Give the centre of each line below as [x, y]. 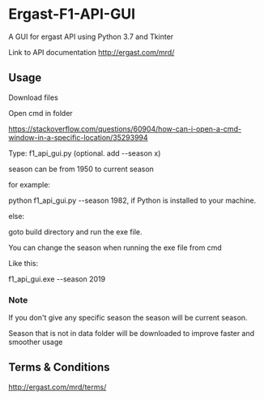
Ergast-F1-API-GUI [72, 14]
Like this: [23, 263]
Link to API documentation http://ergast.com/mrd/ [92, 52]
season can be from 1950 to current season [81, 169]
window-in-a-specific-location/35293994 [78, 137]
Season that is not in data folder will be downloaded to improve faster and [132, 333]
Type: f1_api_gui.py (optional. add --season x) [85, 153]
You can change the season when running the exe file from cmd [115, 247]
